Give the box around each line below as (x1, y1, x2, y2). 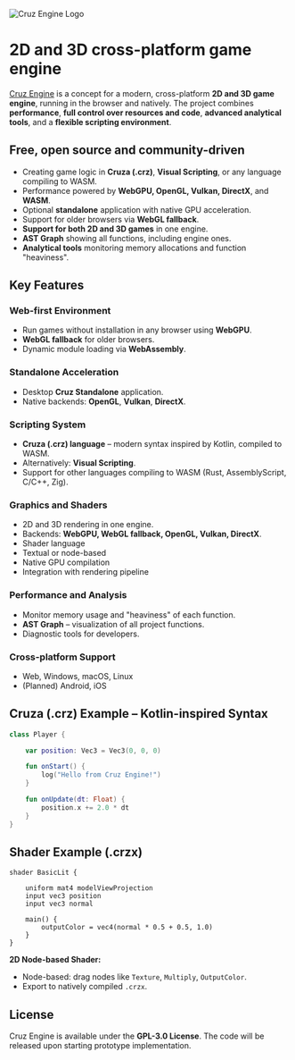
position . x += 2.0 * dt (41, 803, 129, 812)
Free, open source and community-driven (9, 143, 245, 158)
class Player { (9, 729, 66, 739)
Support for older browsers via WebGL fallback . (21, 214, 200, 224)
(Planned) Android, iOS (21, 680, 107, 691)
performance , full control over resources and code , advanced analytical (9, 107, 283, 118)
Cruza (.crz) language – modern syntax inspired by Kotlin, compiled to (21, 439, 283, 450)
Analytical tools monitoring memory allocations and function (21, 242, 247, 253)
